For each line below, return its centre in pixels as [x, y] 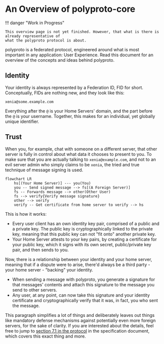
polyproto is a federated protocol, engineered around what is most [72, 49]
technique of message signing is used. [44, 170]
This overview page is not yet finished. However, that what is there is [82, 32]
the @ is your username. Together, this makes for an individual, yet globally [80, 116]
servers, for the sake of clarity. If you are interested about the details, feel [79, 325]
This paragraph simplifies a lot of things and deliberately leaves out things [80, 315]
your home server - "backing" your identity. [49, 269]
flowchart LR [18, 179]
